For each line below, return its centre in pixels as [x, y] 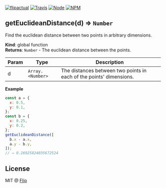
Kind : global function [27, 45]
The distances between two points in [104, 70]
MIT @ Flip [16, 180]
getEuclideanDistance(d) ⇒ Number [59, 23]
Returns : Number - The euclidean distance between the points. [68, 50]
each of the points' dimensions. [98, 77]
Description [110, 62]
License [18, 168]
